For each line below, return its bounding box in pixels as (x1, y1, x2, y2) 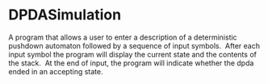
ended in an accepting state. (8, 66, 103, 76)
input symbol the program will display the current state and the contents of (8, 49, 257, 59)
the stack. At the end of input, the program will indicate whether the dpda (8, 58, 254, 68)
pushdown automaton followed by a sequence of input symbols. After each (8, 40, 261, 50)
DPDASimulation (8, 6, 122, 24)
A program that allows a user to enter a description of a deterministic (8, 32, 237, 42)
